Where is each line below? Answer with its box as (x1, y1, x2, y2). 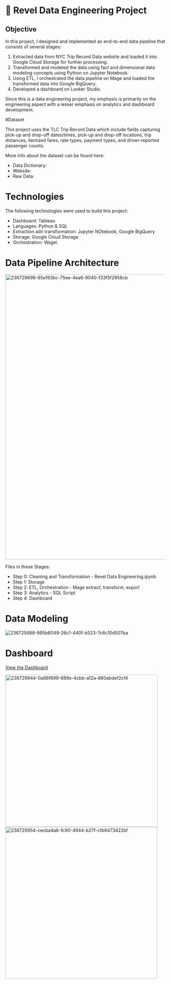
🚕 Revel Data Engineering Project (5, 5, 147, 16)
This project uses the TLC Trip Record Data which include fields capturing (5, 127, 160, 132)
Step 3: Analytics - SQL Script (12, 590, 75, 596)
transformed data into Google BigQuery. (12, 81, 97, 86)
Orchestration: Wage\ (12, 239, 58, 245)
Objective (5, 25, 37, 34)
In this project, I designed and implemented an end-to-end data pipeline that (5, 38, 165, 44)
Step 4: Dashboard (12, 595, 52, 601)
